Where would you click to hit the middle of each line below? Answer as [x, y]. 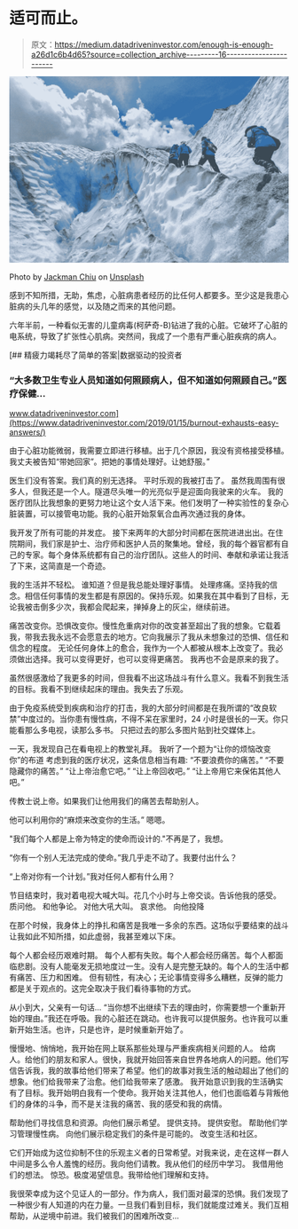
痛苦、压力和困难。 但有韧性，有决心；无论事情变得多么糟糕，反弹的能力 [150, 977]
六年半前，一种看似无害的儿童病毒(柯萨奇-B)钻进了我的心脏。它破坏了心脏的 [149, 325]
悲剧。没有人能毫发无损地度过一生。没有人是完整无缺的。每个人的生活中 [149, 966]
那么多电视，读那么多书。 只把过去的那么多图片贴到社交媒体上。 [142, 729]
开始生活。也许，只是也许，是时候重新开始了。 [102, 1029]
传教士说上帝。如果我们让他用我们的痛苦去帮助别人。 [106, 800]
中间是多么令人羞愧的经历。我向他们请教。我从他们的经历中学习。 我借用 [142, 1163]
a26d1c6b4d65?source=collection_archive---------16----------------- [159, 54]
